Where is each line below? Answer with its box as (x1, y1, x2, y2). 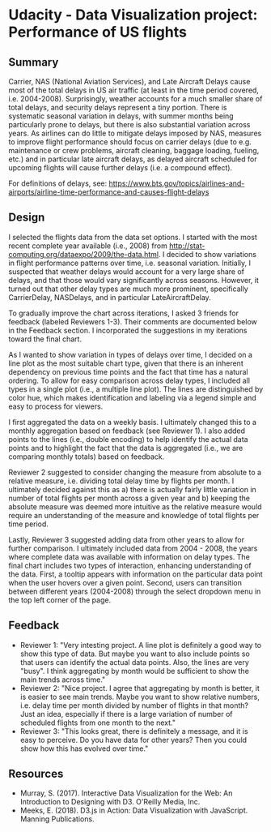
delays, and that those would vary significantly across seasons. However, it (8, 275, 259, 285)
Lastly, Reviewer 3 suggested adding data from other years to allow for (8, 534, 245, 544)
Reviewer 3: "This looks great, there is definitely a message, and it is (19, 726, 248, 736)
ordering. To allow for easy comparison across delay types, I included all (8, 375, 251, 385)
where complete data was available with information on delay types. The (8, 551, 251, 561)
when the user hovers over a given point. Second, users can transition (8, 577, 243, 587)
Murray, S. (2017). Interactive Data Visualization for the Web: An (19, 788, 233, 798)
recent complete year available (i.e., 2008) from (8, 241, 167, 251)
